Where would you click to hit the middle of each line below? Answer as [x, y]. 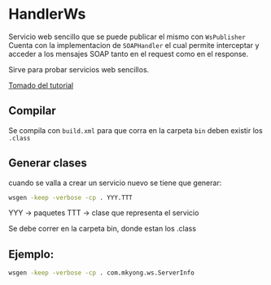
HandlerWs [47, 14]
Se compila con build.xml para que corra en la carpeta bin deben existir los [135, 130]
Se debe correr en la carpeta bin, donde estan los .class [103, 229]
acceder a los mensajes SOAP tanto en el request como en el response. [129, 54]
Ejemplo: [31, 254]
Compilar [32, 111]
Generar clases [48, 163]
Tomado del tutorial [41, 85]
